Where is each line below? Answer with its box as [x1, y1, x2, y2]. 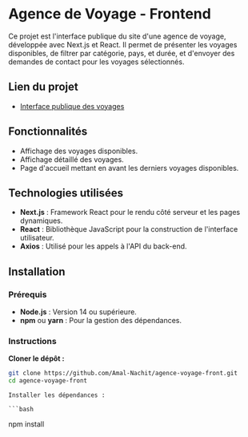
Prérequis [8, 289, 47, 300]
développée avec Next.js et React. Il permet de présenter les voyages [8, 39, 238, 49]
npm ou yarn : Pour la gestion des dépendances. [19, 316, 182, 326]
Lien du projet [8, 80, 78, 94]
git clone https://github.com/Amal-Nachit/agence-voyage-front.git [8, 370, 238, 378]
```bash [8, 406, 34, 414]
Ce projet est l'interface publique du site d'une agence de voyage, [8, 31, 226, 41]
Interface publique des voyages [19, 101, 125, 111]
